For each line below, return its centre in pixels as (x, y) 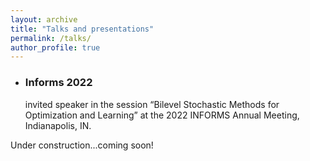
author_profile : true (55, 47)
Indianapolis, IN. (58, 125)
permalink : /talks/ (51, 38)
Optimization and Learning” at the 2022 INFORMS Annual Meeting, (162, 115)
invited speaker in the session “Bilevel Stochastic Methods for (152, 104)
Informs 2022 (58, 83)
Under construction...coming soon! (82, 145)
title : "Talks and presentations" (82, 29)
